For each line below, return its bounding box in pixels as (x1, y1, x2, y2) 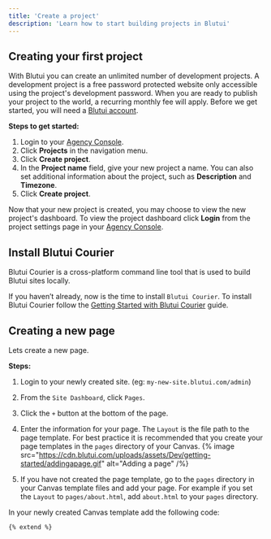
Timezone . (19, 180, 58, 190)
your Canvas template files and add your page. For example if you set (19, 483, 253, 493)
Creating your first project (8, 50, 144, 63)
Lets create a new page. (8, 345, 89, 354)
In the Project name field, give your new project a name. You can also (19, 163, 254, 173)
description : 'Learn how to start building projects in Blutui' (8, 20, 230, 28)
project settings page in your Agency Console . (8, 222, 164, 232)
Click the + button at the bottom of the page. (19, 408, 169, 418)
